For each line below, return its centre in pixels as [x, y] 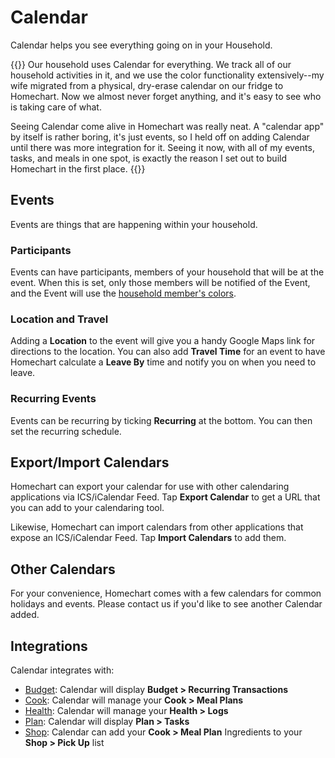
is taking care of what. [56, 107]
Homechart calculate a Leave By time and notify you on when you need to [163, 362]
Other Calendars [63, 569]
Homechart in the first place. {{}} [78, 168]
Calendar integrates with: [62, 670]
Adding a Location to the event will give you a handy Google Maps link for [163, 341]
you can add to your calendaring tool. [87, 508]
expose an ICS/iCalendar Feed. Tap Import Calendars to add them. [148, 538]
